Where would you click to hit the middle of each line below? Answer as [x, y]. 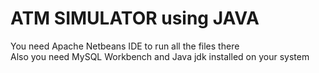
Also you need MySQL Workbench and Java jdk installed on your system [160, 56]
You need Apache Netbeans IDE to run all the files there [125, 46]
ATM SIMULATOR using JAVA [135, 18]
